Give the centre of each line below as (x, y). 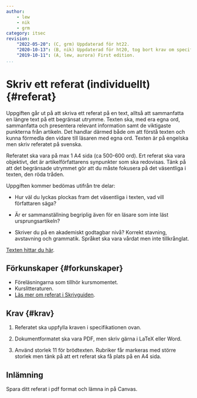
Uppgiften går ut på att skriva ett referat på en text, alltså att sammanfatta (95, 113)
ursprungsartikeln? (37, 221)
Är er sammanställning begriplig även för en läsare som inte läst (91, 214)
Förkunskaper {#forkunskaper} (64, 268)
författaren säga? (35, 203)
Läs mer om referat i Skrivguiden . (55, 295)
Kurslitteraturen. (34, 289)
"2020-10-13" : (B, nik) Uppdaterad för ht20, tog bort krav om (96, 50)
